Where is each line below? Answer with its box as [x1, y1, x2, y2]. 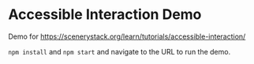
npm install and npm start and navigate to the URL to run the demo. [8, 47, 231, 56]
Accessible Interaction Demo [8, 6, 202, 24]
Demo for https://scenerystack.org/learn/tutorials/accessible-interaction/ [8, 32, 246, 41]
